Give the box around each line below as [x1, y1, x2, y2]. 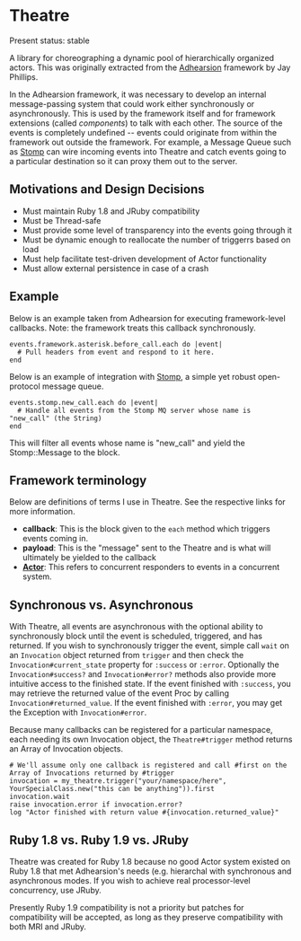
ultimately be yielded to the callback [22, 552, 157, 563]
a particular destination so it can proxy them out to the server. [9, 155, 238, 166]
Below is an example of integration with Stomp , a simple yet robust [9, 371, 256, 382]
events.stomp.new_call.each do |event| [9, 398, 159, 407]
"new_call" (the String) [9, 414, 102, 423]
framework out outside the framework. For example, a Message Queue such [9, 136, 292, 147]
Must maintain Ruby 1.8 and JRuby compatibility [22, 206, 200, 216]
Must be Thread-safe [22, 215, 102, 225]
